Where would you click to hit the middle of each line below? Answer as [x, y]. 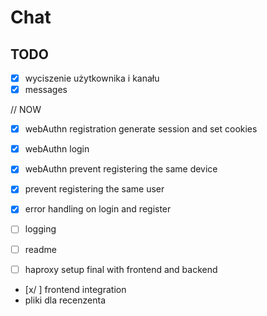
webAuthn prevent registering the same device [121, 169]
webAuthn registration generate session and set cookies [141, 129]
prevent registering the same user [94, 189]
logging [40, 229]
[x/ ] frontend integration [75, 289]
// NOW [26, 110]
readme [40, 249]
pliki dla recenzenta [65, 300]
